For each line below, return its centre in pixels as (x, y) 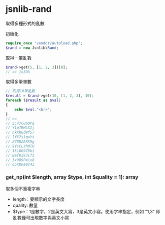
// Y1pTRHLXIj (20, 128)
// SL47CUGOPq (20, 123)
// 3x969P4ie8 (20, 160)
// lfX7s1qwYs (20, 137)
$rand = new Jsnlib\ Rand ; (32, 48)
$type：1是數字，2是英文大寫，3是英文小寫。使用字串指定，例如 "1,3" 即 (86, 211)
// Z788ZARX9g (20, 142)
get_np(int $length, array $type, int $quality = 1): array (72, 177)
